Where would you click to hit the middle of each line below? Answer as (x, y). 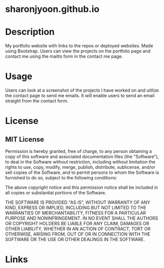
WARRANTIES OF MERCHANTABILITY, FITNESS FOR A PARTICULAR (76, 213)
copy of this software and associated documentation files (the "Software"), (82, 157)
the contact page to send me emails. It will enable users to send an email (80, 96)
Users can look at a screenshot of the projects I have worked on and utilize (82, 90)
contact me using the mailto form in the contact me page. (64, 56)
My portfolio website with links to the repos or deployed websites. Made (79, 46)
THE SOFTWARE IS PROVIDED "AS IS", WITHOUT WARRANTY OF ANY (78, 202)
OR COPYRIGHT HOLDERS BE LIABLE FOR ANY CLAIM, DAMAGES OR (77, 224)
